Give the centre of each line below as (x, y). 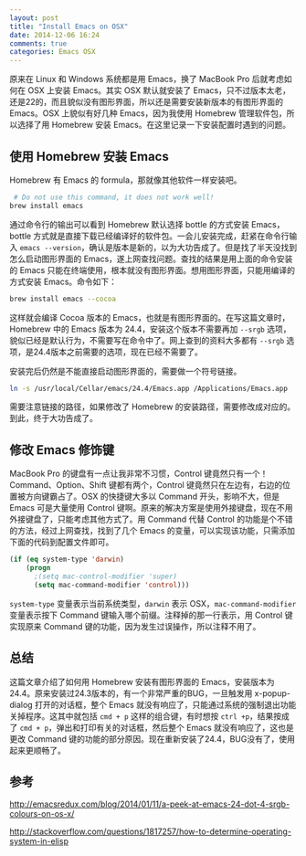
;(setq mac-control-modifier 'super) (106, 576)
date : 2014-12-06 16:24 (55, 35)
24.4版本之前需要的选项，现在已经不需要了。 (118, 352)
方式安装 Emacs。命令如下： (63, 281)
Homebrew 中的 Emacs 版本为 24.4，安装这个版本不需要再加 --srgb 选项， (150, 329)
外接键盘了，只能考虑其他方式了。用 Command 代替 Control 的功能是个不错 (151, 519)
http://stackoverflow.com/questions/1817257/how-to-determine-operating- (151, 831)
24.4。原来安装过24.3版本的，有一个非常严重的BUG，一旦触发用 (131, 693)
